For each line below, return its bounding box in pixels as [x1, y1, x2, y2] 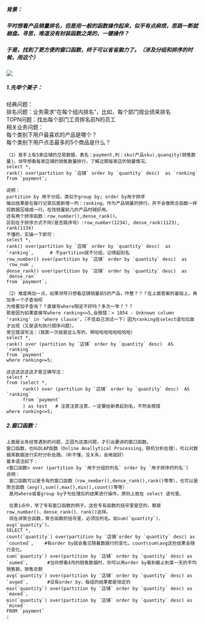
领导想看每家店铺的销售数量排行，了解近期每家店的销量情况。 [18, 158, 150, 164]
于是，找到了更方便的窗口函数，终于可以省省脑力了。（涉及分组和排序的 [6, 46, 187, 54]
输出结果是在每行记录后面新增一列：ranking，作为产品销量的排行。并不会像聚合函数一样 [6, 200, 198, 207]
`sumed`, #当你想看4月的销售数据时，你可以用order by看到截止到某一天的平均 [6, 559, 197, 566]
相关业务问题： [6, 123, 44, 130]
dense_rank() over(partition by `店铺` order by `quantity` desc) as [6, 268, 187, 274]
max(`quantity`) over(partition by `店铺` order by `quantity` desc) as [6, 585, 193, 591]
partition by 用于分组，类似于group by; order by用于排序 [6, 194, 145, 200]
